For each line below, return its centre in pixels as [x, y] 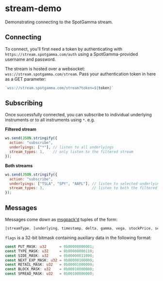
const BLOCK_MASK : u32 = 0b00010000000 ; [50, 269]
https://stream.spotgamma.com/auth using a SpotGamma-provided [72, 54]
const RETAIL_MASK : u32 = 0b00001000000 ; [50, 265]
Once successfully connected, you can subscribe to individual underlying [78, 115]
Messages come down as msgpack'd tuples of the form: [61, 220]
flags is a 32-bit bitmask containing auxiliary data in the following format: [78, 237]
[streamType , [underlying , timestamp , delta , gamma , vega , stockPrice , [79, 228]
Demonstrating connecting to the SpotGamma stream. [59, 22]
